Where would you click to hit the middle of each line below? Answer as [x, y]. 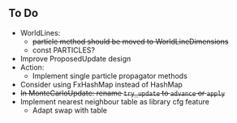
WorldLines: [40, 32]
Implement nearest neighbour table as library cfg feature [114, 101]
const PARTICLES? [64, 50]
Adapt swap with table [70, 110]
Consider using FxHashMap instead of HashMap [101, 84]
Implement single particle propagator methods [110, 75]
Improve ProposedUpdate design [75, 58]
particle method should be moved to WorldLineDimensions [130, 41]
